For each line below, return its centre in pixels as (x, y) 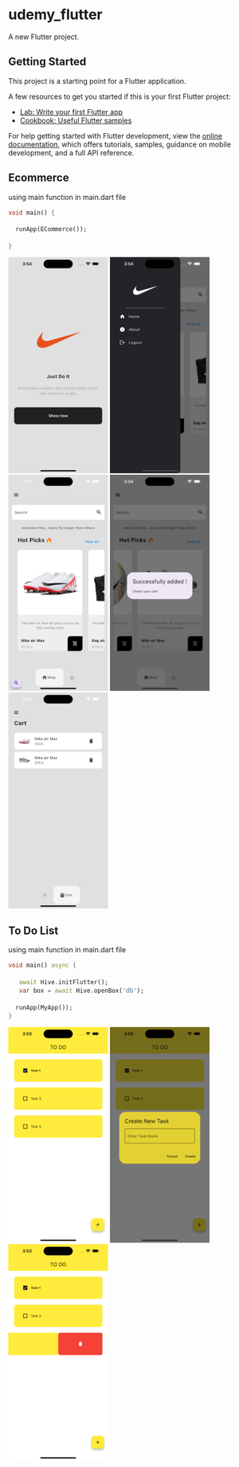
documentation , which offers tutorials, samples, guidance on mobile (119, 144)
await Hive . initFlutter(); (64, 983)
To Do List (33, 931)
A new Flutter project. (44, 37)
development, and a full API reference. (71, 152)
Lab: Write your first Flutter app (71, 112)
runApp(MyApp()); (44, 1007)
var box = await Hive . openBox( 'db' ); (82, 991)
